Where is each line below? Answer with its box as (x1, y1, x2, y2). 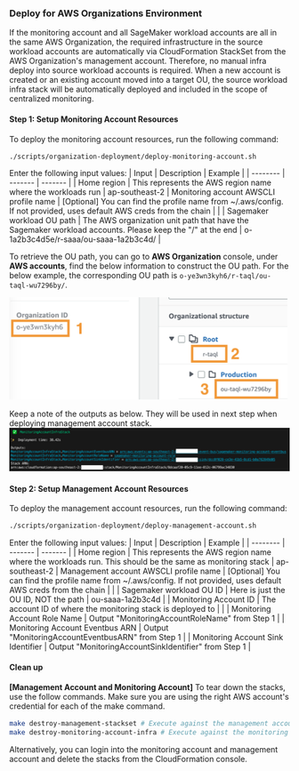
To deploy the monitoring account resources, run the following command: (9, 133, 279, 144)
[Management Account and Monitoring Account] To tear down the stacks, (9, 681, 287, 692)
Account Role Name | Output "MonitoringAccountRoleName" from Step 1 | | (9, 613, 285, 624)
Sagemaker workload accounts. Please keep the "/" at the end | (9, 225, 243, 236)
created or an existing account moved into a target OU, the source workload (9, 75, 287, 85)
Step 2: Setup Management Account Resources (9, 483, 189, 494)
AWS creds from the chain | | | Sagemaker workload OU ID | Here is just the (9, 585, 286, 596)
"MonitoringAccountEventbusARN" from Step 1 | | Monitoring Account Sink (9, 632, 284, 643)
